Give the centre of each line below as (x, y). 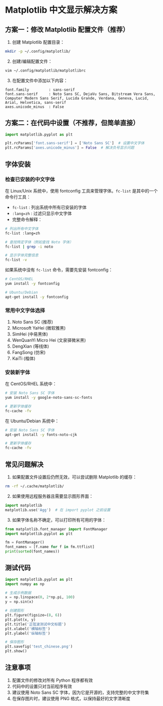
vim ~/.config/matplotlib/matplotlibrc (45, 70)
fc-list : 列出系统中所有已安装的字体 (49, 207)
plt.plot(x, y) (20, 620)
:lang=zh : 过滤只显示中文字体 (42, 213)
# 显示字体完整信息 (22, 255)
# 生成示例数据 (18, 593)
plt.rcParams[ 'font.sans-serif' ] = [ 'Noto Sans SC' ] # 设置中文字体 (75, 143)
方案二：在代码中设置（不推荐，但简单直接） (72, 123)
